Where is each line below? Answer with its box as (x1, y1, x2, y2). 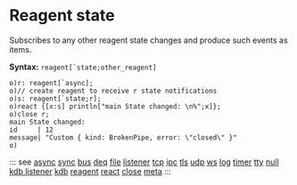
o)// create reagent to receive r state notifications (9, 86, 218, 95)
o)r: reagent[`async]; (9, 78, 94, 87)
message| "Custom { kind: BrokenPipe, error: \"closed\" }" (9, 133, 238, 142)
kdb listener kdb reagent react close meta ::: (9, 165, 172, 176)
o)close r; (9, 109, 50, 118)
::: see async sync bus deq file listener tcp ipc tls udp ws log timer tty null (9, 157, 279, 167)
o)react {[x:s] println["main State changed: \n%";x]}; (9, 101, 221, 111)
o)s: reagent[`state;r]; (9, 94, 102, 103)
